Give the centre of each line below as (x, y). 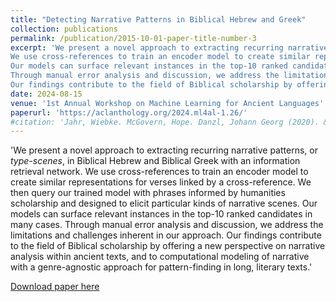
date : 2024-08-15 (46, 94)
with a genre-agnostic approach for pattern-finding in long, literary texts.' (161, 267)
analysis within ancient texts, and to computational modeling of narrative (160, 257)
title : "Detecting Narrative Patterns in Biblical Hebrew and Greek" (158, 19)
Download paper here (55, 287)
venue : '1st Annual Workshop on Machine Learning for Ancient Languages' (167, 103)
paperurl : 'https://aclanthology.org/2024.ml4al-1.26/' (129, 112)
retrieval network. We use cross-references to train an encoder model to (159, 172)
